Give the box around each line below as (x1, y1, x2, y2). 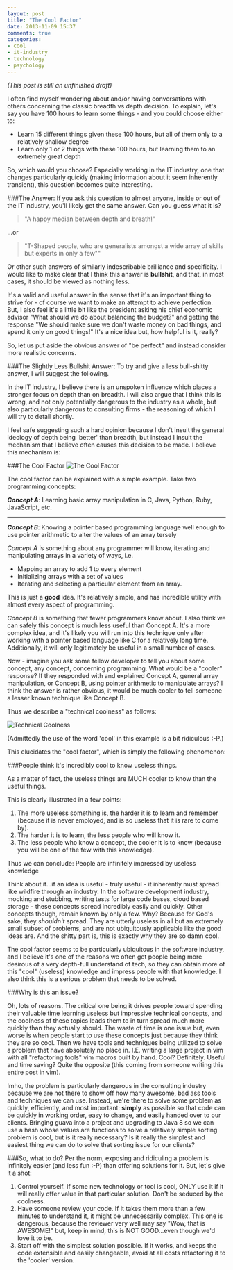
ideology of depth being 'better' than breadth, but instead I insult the (7, 433, 203, 441)
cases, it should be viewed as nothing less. (7, 277, 130, 286)
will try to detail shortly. (7, 412, 74, 420)
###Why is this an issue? (7, 988, 79, 996)
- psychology (7, 62, 45, 69)
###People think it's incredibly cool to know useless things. (7, 761, 178, 769)
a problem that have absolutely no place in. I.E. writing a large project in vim (7, 1046, 224, 1054)
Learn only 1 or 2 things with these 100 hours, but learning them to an (17, 145, 216, 153)
